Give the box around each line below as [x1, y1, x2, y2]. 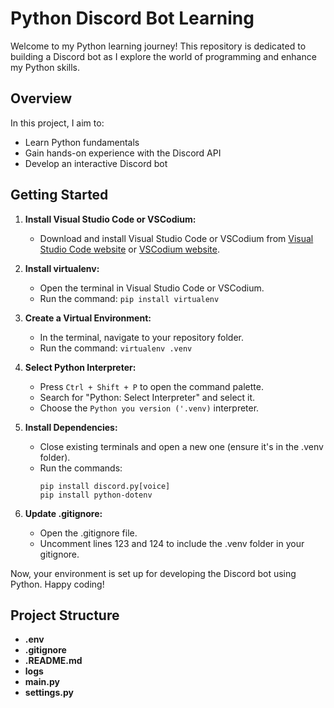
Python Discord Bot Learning [10, 7, 255, 30]
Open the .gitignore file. [39, 527, 138, 539]
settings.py [24, 687, 74, 699]
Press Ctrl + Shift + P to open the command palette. [39, 380, 264, 392]
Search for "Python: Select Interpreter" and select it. [39, 391, 256, 403]
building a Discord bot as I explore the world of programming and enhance [10, 50, 317, 62]
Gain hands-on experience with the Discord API [24, 147, 222, 159]
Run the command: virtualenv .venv [39, 342, 193, 354]
